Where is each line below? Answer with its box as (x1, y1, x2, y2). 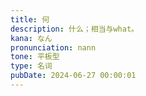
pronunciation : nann (10, 42, 97, 53)
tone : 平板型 (10, 52, 60, 62)
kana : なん (10, 33, 53, 43)
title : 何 (10, 14, 50, 25)
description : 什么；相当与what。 (10, 24, 139, 34)
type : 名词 (10, 61, 53, 71)
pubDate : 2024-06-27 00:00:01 (10, 71, 137, 81)
